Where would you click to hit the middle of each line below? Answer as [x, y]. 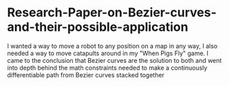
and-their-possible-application [98, 27]
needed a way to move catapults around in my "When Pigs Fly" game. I [108, 53]
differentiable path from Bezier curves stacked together [86, 75]
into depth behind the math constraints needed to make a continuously [107, 68]
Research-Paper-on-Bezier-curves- [112, 13]
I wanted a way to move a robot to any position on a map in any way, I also [112, 46]
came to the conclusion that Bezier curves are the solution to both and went [115, 60]
